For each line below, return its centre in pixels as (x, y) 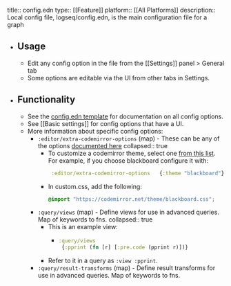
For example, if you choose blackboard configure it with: (128, 160)
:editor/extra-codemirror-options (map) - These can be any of (129, 138)
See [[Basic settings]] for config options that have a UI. (106, 123)
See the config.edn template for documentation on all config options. (125, 116)
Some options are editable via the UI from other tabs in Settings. (119, 78)
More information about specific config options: (95, 131)
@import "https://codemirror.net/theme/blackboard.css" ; (131, 199)
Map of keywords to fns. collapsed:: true (95, 220)
